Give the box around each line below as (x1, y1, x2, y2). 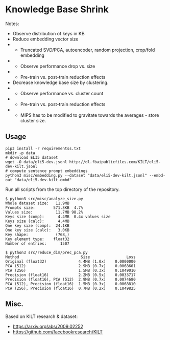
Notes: (5, 20, 19, 27)
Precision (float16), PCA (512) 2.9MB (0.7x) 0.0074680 (5, 277, 136, 282)
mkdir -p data (5, 150, 36, 156)
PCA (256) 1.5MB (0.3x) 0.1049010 (5, 268, 136, 273)
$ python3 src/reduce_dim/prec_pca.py (5, 250, 88, 255)
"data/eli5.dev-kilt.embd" (14, 177, 72, 182)
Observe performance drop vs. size (20, 63, 95, 69)
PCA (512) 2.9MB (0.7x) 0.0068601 (5, 263, 136, 268)
